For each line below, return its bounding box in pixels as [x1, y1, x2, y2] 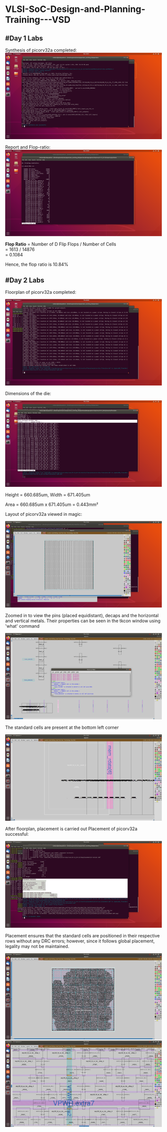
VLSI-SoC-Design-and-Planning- [5, 3, 146, 15]
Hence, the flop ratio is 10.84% [5, 261, 69, 267]
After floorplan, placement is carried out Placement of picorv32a [5, 826, 138, 832]
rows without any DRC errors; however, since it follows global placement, [5, 938, 155, 944]
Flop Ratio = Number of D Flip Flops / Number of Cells [5, 241, 116, 247]
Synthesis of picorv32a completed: [5, 47, 77, 53]
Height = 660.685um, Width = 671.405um [5, 492, 90, 498]
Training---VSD [5, 14, 71, 25]
